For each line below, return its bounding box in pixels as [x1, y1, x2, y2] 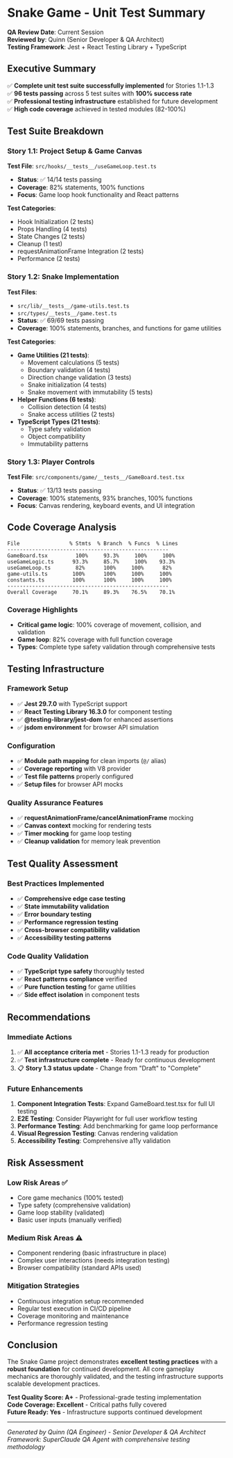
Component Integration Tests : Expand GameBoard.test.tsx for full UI [17, 1100, 215, 1108]
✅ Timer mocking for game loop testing [17, 829, 132, 838]
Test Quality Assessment [7, 858, 119, 870]
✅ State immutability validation [17, 902, 110, 911]
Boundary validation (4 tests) [27, 365, 111, 374]
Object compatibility [27, 432, 85, 440]
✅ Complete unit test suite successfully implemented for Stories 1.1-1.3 [7, 81, 214, 90]
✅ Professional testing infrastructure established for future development [7, 97, 218, 105]
